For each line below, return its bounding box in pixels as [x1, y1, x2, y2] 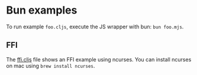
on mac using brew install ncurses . [6, 62, 95, 69]
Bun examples [6, 4, 77, 17]
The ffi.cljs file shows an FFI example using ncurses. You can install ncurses [6, 56, 192, 63]
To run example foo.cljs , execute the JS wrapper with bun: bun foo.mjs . [6, 23, 184, 30]
